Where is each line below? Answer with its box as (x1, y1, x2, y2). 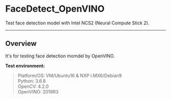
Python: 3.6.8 (17, 78, 46, 84)
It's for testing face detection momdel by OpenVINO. (5, 53, 116, 59)
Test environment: (5, 62, 45, 69)
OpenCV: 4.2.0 (17, 83, 49, 89)
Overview (5, 39, 37, 48)
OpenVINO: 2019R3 (17, 88, 59, 94)
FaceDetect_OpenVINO (5, 3, 105, 15)
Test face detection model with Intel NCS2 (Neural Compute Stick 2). (5, 20, 150, 26)
